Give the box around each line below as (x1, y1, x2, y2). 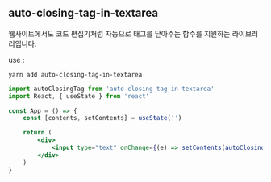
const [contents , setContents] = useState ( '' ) (23, 114, 182, 122)
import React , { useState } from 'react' (8, 92, 150, 100)
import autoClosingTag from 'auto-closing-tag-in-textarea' (8, 85, 215, 93)
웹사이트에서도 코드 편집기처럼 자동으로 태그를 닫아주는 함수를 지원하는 (8, 28, 231, 39)
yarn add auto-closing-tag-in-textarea (8, 70, 143, 79)
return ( (23, 129, 52, 137)
